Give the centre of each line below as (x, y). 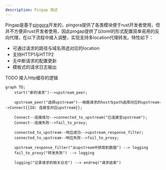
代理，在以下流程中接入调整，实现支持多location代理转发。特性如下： (81, 37)
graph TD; (16, 87)
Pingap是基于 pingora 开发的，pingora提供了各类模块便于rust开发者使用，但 (83, 25)
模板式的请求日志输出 (34, 67)
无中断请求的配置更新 (34, 60)
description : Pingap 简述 (31, 10)
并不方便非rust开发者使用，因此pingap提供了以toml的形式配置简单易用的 (80, 31)
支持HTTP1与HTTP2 (33, 54)
